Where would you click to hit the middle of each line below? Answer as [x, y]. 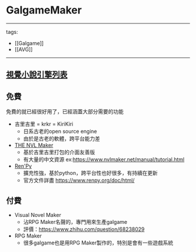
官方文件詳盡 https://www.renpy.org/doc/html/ [79, 180]
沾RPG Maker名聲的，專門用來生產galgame [75, 222]
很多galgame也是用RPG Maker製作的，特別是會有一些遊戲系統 [98, 243]
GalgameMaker [44, 10]
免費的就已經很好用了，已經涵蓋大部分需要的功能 [65, 112]
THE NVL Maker [34, 145]
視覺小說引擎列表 [37, 75]
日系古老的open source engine [60, 132]
